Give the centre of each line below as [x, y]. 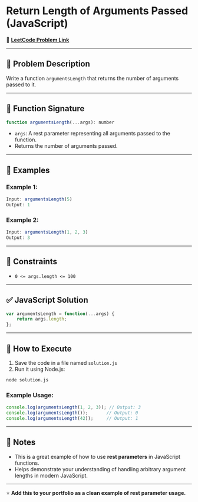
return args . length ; [42, 319]
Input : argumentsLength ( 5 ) [39, 199]
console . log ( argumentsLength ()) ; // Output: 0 [72, 413]
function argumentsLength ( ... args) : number [60, 122]
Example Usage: [30, 395]
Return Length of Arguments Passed [97, 11]
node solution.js [27, 380]
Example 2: [22, 220]
